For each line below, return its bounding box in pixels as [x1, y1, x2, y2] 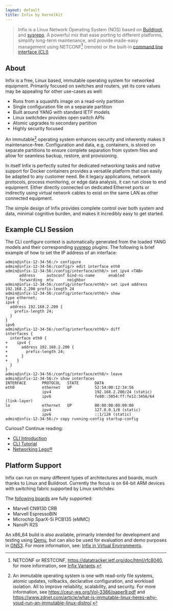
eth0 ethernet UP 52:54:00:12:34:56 [5, 385, 134, 390]
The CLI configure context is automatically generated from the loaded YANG [5, 239, 166, 245]
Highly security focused [12, 125, 63, 131]
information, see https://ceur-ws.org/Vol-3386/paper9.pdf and [12, 589, 145, 595]
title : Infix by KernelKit [5, 12, 63, 17]
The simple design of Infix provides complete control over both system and [5, 205, 164, 211]
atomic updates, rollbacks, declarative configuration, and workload [12, 578, 154, 584]
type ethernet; [5, 296, 38, 301]
